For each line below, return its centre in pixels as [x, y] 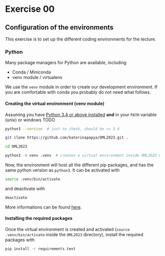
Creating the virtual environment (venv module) [55, 103]
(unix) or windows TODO [30, 120]
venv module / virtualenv [37, 77]
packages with [20, 240]
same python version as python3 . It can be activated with [62, 170]
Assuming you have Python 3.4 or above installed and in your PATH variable [81, 114]
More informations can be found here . [43, 207]
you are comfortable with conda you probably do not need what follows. [78, 92]
